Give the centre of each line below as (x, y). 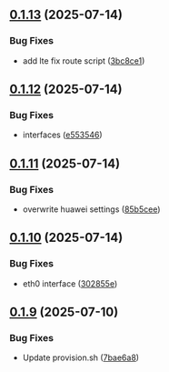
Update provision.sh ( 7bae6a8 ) (80, 357)
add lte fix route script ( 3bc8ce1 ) (84, 60)
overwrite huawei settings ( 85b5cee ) (91, 209)
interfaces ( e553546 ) (62, 135)
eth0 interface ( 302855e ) (70, 283)
